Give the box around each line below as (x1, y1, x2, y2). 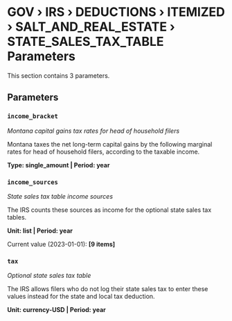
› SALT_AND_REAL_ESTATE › (7, 19, 175, 35)
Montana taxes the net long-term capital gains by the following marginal (7, 140, 213, 148)
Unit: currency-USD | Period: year (7, 306, 106, 314)
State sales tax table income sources (7, 192, 113, 200)
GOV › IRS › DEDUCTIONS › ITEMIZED (7, 4, 225, 20)
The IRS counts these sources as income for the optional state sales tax (7, 206, 212, 214)
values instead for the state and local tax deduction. (7, 293, 155, 301)
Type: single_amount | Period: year (7, 160, 110, 169)
